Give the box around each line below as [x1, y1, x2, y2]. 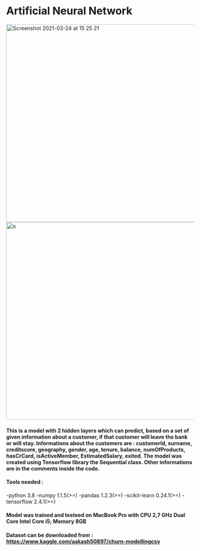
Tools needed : [6, 478, 43, 486]
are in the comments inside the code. [6, 465, 100, 472]
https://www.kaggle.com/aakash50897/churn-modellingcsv [6, 537, 161, 545]
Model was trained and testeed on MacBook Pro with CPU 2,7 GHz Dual [6, 512, 186, 519]
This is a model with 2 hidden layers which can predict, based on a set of [6, 427, 189, 434]
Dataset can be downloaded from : [6, 531, 93, 539]
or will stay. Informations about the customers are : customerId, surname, [6, 439, 192, 447]
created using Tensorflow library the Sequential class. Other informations [6, 458, 192, 465]
